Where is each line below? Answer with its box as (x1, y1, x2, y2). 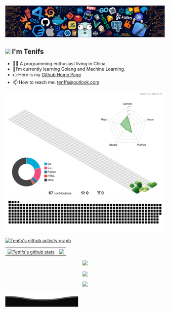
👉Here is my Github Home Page (12, 72, 81, 78)
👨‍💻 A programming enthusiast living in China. (12, 61, 107, 67)
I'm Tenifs (12, 47, 44, 56)
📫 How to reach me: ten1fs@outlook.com (12, 79, 100, 85)
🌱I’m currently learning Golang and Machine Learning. (12, 66, 125, 72)
